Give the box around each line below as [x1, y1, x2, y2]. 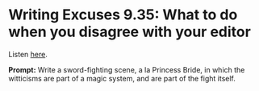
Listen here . [8, 49, 48, 59]
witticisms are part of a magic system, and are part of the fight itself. [8, 73, 236, 83]
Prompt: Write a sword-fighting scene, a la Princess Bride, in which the [8, 64, 245, 74]
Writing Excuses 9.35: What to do [8, 6, 238, 24]
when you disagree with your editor [8, 23, 252, 41]
